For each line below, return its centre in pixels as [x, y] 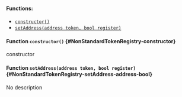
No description [24, 87]
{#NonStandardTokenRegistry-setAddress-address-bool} [79, 74]
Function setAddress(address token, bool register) [71, 68]
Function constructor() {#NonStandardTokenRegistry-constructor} [91, 41]
